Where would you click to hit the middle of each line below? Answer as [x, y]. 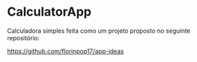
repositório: [23, 37]
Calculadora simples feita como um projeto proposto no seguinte [99, 31]
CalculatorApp [49, 12]
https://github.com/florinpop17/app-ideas [66, 51]
